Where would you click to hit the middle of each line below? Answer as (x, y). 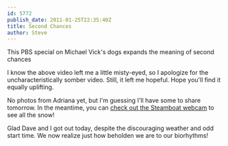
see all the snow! (31, 115)
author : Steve (27, 33)
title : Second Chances (39, 26)
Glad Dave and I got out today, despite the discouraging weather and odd (111, 128)
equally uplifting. (30, 87)
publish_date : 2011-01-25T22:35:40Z (59, 20)
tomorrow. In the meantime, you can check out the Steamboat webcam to (111, 108)
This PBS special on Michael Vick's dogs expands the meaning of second (111, 52)
